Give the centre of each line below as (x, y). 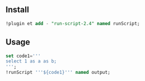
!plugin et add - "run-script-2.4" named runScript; (73, 23)
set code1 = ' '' (23, 56)
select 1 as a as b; (31, 61)
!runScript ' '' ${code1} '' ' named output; (58, 73)
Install (17, 10)
